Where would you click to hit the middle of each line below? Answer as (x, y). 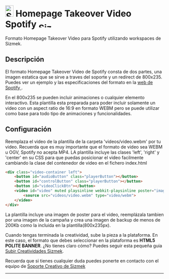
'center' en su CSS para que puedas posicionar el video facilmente (74, 157)
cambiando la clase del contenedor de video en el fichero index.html (76, 163)
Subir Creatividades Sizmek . (34, 251)
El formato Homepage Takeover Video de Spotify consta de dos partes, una (83, 72)
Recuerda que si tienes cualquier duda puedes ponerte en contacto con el (82, 261)
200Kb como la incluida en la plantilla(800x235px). (58, 225)
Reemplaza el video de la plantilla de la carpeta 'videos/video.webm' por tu (83, 142)
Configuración (28, 129)
